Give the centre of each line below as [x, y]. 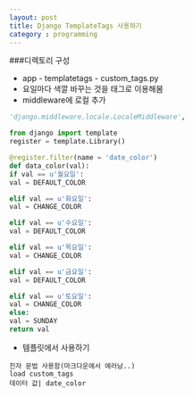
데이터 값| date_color [48, 383]
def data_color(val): [50, 166]
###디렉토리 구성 [39, 61]
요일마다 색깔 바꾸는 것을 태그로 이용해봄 [92, 89]
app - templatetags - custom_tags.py [90, 79]
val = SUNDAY [34, 321]
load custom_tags [42, 374]
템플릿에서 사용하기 [56, 347]
